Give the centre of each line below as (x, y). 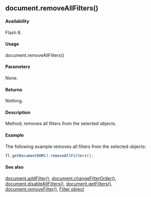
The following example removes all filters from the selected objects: (76, 146)
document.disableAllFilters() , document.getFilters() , (59, 183)
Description (18, 112)
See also (14, 167)
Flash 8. (13, 32)
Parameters (18, 67)
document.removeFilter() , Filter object (45, 189)
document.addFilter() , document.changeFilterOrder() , (61, 178)
